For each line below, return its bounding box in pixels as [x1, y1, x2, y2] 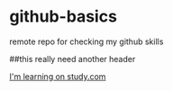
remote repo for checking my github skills [9, 36, 164, 47]
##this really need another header [9, 53, 136, 64]
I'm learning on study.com [9, 70, 106, 82]
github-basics [9, 6, 117, 27]
